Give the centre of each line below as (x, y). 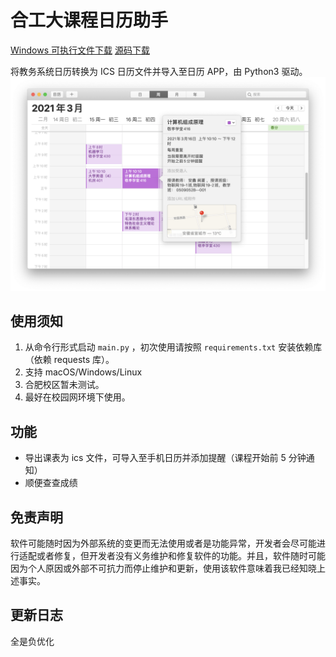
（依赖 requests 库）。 (69, 360)
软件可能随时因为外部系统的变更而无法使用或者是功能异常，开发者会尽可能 (163, 543)
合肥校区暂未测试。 (64, 385)
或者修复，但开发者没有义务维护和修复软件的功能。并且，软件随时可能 (181, 555)
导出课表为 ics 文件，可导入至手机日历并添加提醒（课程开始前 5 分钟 (165, 458)
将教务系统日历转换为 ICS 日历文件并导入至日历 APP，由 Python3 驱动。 (159, 71)
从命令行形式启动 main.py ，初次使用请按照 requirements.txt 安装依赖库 (173, 347)
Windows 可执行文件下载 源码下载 (80, 50)
